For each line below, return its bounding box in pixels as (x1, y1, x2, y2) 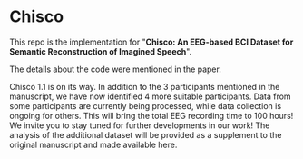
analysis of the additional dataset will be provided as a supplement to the (9, 129, 282, 140)
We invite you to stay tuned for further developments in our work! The (9, 120, 270, 131)
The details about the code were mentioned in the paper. (9, 64, 222, 75)
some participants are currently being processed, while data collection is (9, 100, 282, 111)
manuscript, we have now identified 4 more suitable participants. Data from (9, 91, 292, 102)
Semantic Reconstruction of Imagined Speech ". (9, 45, 192, 56)
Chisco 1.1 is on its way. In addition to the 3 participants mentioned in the (9, 81, 280, 92)
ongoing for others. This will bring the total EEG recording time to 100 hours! (9, 110, 294, 121)
